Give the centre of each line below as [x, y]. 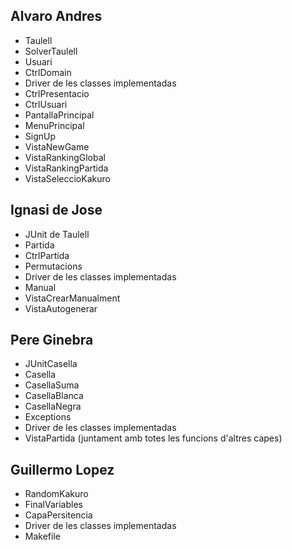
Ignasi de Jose [56, 210]
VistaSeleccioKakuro [67, 178]
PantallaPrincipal [59, 115]
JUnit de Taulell [57, 234]
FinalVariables [53, 505]
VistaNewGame [57, 146]
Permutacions [53, 266]
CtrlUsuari [46, 104]
